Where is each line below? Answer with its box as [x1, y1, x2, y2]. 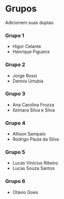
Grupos [5, 3, 37, 14]
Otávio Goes [12, 189, 38, 195]
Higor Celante [12, 43, 41, 49]
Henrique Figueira [12, 48, 50, 55]
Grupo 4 [5, 119, 26, 126]
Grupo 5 [5, 148, 25, 155]
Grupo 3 [5, 90, 25, 97]
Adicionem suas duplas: [5, 19, 54, 25]
